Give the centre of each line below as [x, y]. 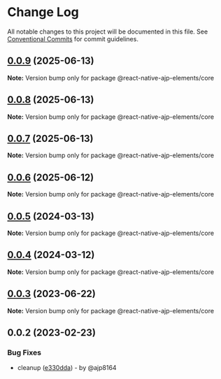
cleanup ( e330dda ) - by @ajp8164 [67, 368]
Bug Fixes [24, 352]
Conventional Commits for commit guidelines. [73, 38]
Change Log [43, 12]
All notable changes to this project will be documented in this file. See [108, 31]
